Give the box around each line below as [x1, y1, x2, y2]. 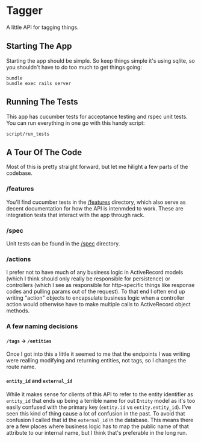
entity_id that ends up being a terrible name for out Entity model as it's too [6, 397, 196, 404]
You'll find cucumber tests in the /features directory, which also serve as [6, 198, 186, 206]
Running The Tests [6, 97, 78, 107]
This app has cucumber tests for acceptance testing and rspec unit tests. [6, 113, 188, 120]
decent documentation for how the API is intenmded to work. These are [6, 204, 184, 212]
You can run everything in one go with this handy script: [6, 119, 145, 127]
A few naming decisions [6, 322, 78, 330]
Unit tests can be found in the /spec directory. [6, 239, 120, 247]
